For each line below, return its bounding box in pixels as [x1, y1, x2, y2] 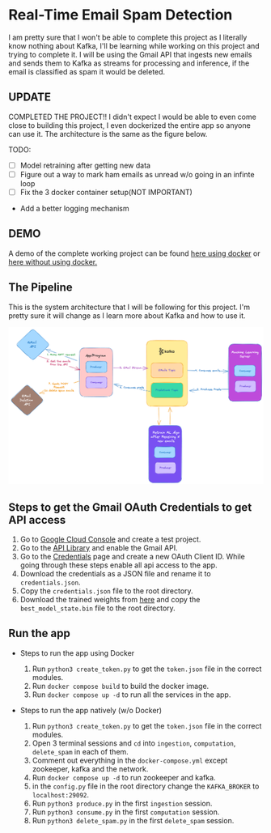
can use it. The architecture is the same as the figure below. [8, 129, 208, 138]
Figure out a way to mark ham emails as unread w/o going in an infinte [19, 169, 255, 179]
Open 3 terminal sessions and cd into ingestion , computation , [32, 738, 236, 748]
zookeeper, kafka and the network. [32, 763, 149, 774]
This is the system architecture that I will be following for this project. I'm [8, 302, 251, 312]
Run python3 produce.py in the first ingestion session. [32, 798, 213, 808]
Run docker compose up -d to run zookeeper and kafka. [32, 772, 216, 782]
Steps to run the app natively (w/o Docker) [19, 705, 163, 715]
